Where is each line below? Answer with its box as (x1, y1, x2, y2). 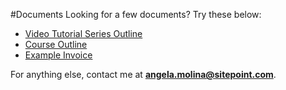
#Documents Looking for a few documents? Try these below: (10, 9, 262, 20)
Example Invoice (24, 49, 93, 61)
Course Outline (24, 39, 88, 50)
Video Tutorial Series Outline (24, 28, 143, 39)
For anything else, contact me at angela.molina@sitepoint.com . (10, 69, 277, 80)
